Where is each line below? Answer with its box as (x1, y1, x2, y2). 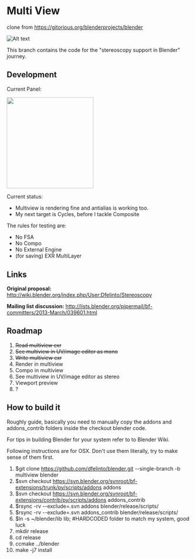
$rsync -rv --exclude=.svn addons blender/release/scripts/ (15, 502, 159, 510)
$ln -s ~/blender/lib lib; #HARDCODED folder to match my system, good (15, 515, 190, 522)
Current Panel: (6, 85, 42, 92)
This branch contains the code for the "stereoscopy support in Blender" (6, 46, 181, 54)
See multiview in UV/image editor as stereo (15, 373, 120, 380)
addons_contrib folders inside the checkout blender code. (6, 424, 147, 431)
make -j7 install (15, 546, 52, 553)
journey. (6, 52, 26, 59)
